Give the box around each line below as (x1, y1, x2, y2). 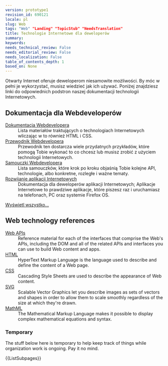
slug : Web (5, 21, 26, 27)
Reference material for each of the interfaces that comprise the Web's (18, 235, 163, 241)
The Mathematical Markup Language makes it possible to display (18, 310, 153, 316)
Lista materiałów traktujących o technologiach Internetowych (18, 127, 145, 133)
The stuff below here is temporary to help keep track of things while (5, 340, 146, 346)
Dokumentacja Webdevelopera (5, 122, 70, 128)
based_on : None (5, 64, 37, 69)
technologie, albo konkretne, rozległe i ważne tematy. (18, 170, 129, 176)
